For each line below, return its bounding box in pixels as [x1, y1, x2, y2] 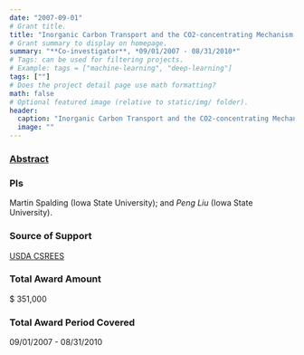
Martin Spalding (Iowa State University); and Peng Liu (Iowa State [9, 197, 253, 208]
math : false [9, 89, 54, 98]
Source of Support [9, 230, 92, 243]
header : [9, 106, 39, 115]
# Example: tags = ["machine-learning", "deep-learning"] [9, 64, 233, 73]
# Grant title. [9, 22, 67, 31]
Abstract [9, 152, 50, 165]
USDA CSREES [9, 250, 65, 261]
